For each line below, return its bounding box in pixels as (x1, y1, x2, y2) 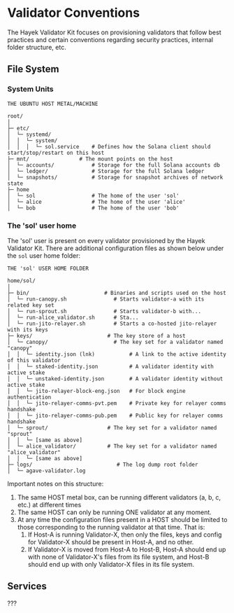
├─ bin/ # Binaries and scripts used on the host (7, 289, 227, 296)
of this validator (7, 357, 61, 364)
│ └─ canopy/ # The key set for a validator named (7, 338, 224, 345)
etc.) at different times (17, 500, 82, 509)
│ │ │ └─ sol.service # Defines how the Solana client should (7, 143, 211, 150)
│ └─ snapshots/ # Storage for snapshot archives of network (7, 174, 224, 181)
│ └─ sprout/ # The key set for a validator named (7, 424, 217, 432)
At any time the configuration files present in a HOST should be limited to (17, 515, 228, 523)
